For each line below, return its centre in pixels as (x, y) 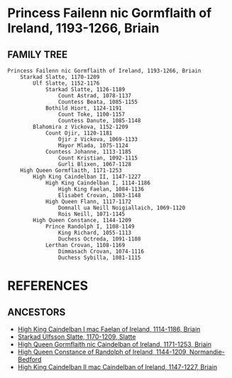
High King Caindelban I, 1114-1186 (98, 183)
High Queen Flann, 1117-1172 (88, 201)
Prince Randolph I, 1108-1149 (90, 226)
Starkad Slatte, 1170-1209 (60, 77)
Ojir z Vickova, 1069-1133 (98, 140)
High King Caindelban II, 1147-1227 (87, 177)
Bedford (29, 359)
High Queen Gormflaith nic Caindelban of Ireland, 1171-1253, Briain (114, 344)
